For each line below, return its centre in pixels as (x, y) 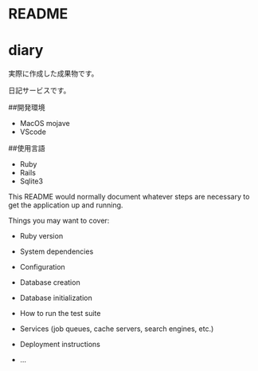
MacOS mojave (45, 124)
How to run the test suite (60, 314)
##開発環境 (27, 108)
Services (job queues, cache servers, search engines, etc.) (117, 329)
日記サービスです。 (39, 91)
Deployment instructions (60, 345)
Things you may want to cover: (59, 221)
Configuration (42, 267)
